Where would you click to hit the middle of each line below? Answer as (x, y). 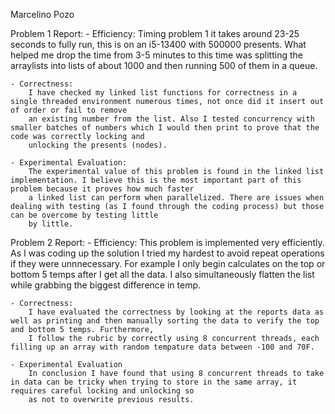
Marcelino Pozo (42, 14)
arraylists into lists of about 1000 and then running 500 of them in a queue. (164, 65)
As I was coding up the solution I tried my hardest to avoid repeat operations (167, 253)
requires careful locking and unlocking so (102, 391)
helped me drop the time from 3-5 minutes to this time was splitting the (156, 55)
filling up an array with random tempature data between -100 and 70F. (162, 347)
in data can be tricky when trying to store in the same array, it (154, 382)
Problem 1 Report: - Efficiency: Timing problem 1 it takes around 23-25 (155, 33)
